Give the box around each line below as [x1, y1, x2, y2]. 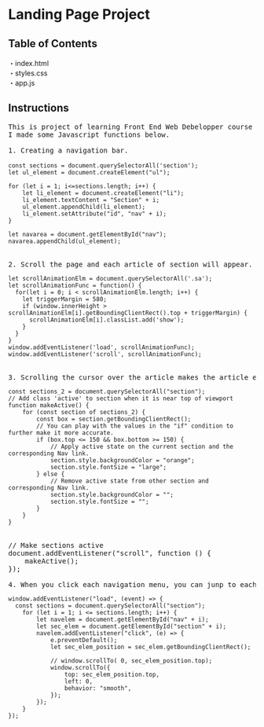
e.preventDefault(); [49, 636, 118, 644]
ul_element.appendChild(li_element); [22, 203, 146, 211]
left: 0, [64, 677, 93, 685]
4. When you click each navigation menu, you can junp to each [8, 580, 257, 589]
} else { [36, 470, 65, 478]
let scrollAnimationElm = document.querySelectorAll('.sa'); [8, 274, 213, 282]
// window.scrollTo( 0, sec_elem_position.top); [49, 656, 213, 665]
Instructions [8, 101, 69, 115]
